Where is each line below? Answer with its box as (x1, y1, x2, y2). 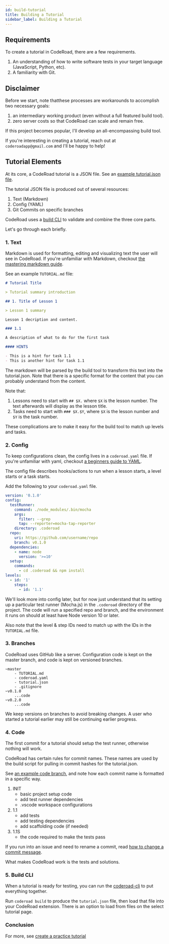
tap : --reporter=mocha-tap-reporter (18, 521, 96, 526)
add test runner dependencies (20, 797, 83, 803)
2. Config (5, 441, 29, 449)
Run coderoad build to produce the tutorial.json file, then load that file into (5, 898, 164, 904)
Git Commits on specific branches (12, 207, 83, 213)
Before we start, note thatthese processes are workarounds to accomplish (5, 97, 160, 104)
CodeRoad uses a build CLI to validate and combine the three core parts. (5, 216, 156, 222)
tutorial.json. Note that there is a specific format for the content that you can (5, 372, 164, 379)
